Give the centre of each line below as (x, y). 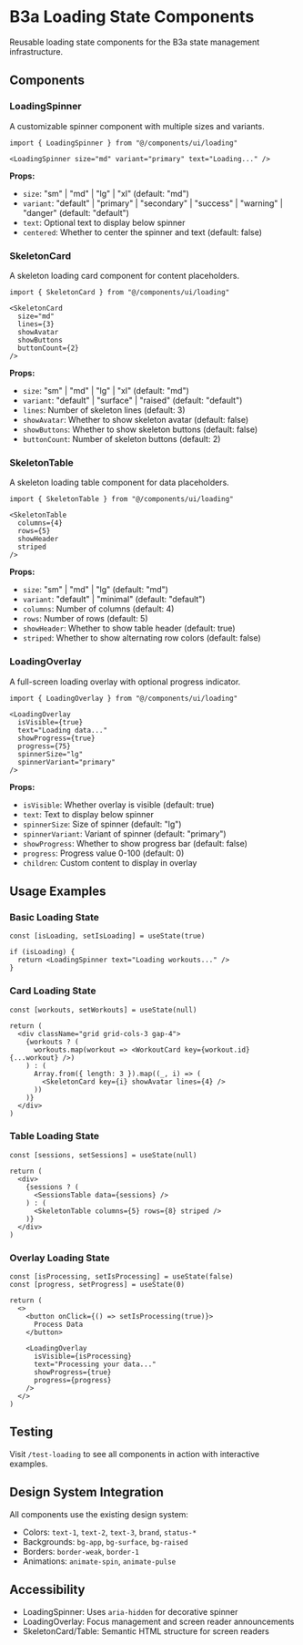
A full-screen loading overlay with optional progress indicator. (125, 682)
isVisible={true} (50, 722)
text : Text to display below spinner (88, 814)
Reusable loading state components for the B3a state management (135, 42)
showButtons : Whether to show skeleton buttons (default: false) (140, 429)
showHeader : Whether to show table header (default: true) (129, 628)
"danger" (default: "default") (76, 212)
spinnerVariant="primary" (67, 762)
